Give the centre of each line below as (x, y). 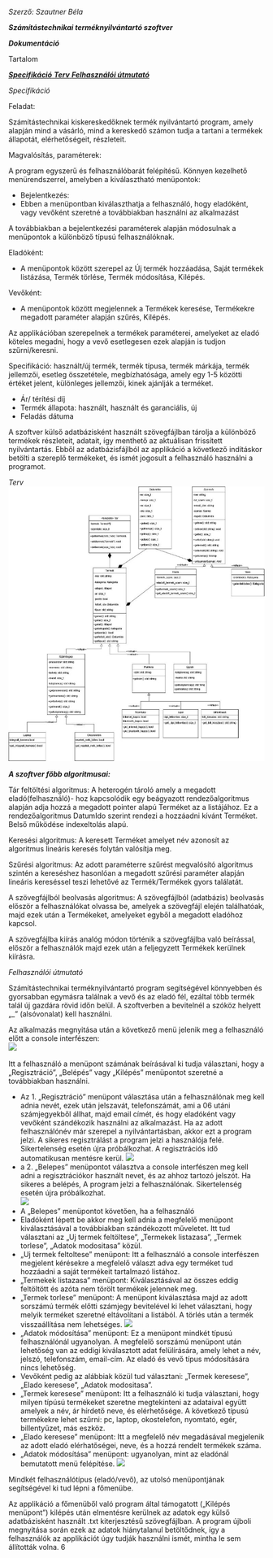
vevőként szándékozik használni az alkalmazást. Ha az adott (121, 1122)
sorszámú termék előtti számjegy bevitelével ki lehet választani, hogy (136, 1306)
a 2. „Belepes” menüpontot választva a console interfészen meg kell (134, 1167)
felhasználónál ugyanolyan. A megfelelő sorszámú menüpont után (131, 1342)
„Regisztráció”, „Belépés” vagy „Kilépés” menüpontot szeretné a (116, 1072)
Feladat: (22, 106)
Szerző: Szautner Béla (46, 12)
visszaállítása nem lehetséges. (71, 1324)
